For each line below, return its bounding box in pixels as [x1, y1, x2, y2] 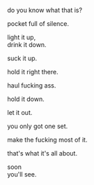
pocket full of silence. [7, 20, 70, 27]
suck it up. [7, 54, 38, 62]
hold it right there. [7, 68, 58, 76]
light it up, [7, 33, 36, 41]
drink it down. [7, 41, 47, 48]
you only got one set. [7, 122, 68, 130]
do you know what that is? [7, 6, 82, 14]
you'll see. [7, 170, 37, 178]
